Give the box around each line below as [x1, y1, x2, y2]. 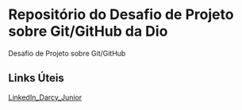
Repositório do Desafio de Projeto [8, 6, 234, 24]
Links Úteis [8, 71, 65, 85]
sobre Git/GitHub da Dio [8, 22, 168, 40]
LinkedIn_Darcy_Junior [8, 93, 83, 102]
